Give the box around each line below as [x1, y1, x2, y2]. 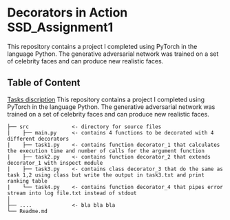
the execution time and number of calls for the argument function [7, 147, 205, 154]
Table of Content [7, 77, 81, 89]
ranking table [7, 177, 48, 184]
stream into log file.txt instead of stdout [7, 190, 137, 197]
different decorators [7, 135, 70, 142]
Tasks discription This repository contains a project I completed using [7, 95, 205, 103]
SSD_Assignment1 [7, 19, 114, 35]
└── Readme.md [7, 208, 48, 214]
